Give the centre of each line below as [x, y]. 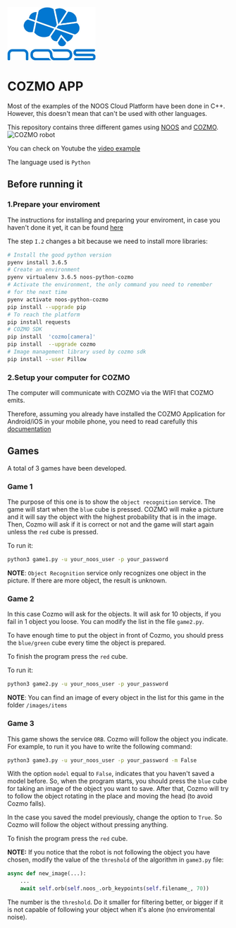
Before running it [45, 184]
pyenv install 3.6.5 [38, 262]
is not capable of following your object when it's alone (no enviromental [111, 910]
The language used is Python [49, 162]
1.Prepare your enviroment [54, 204]
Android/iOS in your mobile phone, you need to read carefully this [103, 422]
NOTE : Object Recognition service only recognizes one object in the [107, 573]
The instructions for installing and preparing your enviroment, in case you [114, 220]
